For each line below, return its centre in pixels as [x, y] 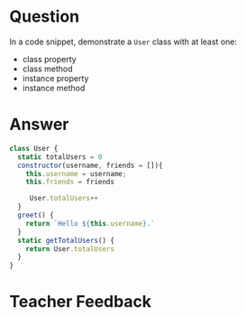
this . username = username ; [76, 173]
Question [44, 17]
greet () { [36, 215]
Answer [39, 125]
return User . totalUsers [70, 249]
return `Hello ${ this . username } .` [90, 223]
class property [49, 59]
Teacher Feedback [80, 302]
